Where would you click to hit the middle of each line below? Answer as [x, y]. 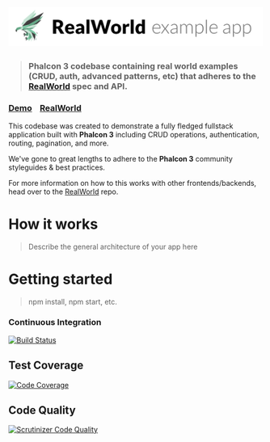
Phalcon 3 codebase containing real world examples [133, 66]
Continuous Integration [55, 322]
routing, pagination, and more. [59, 143]
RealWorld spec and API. [78, 86]
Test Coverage [46, 366]
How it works [53, 224]
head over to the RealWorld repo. [63, 192]
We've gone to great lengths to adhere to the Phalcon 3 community [120, 158]
